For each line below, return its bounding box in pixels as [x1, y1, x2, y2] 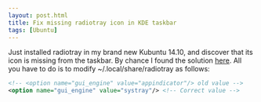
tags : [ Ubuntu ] [8, 26, 58, 34]
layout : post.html [8, 11, 68, 20]
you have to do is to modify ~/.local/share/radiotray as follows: [8, 64, 210, 74]
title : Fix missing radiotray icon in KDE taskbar [8, 19, 177, 27]
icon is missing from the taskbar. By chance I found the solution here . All [8, 56, 242, 65]
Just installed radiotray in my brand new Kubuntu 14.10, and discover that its [8, 48, 253, 57]
